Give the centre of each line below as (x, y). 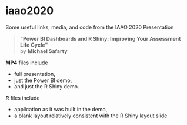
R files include (23, 98)
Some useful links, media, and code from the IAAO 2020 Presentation (90, 27)
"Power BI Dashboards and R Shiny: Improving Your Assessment (100, 38)
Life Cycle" (34, 45)
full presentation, (34, 74)
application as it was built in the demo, (61, 109)
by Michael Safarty (44, 51)
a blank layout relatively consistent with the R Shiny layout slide (91, 116)
